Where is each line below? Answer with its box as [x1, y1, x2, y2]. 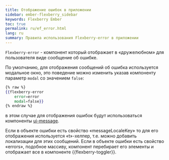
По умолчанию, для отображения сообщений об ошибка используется [5, 64, 159, 70]
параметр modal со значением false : [5, 75, 84, 81]
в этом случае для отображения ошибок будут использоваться [5, 113, 142, 119]
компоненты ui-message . [5, 118, 60, 124]
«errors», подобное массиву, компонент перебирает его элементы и [5, 144, 154, 150]
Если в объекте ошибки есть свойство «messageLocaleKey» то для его [5, 128, 158, 134]
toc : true [5, 21, 26, 27]
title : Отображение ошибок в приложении [5, 7, 92, 13]
